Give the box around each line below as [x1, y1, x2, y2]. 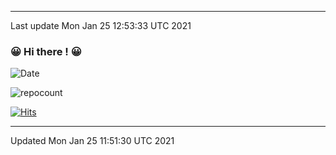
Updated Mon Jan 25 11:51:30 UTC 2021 [10, 135, 175, 147]
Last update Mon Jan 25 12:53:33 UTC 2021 [10, 20, 192, 31]
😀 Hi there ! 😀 [10, 44, 82, 58]
